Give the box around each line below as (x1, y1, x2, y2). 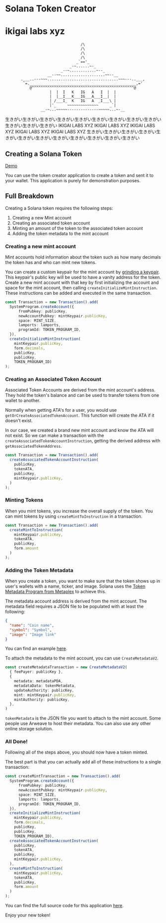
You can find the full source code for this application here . (5, 903, 124, 909)
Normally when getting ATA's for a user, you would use (5, 407, 117, 413)
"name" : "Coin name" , (9, 623, 55, 628)
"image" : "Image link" (9, 632, 56, 637)
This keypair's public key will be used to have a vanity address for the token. (5, 274, 161, 280)
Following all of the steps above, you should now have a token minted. (5, 749, 149, 756)
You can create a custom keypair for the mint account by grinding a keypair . (5, 269, 160, 275)
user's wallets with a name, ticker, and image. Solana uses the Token (5, 583, 146, 590)
